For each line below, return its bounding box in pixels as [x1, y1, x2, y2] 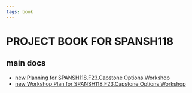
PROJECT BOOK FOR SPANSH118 [6, 34, 174, 48]
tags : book [6, 8, 33, 15]
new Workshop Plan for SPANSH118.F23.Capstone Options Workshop [14, 80, 186, 87]
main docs [6, 58, 46, 69]
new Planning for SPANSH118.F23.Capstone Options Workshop [14, 74, 170, 81]
